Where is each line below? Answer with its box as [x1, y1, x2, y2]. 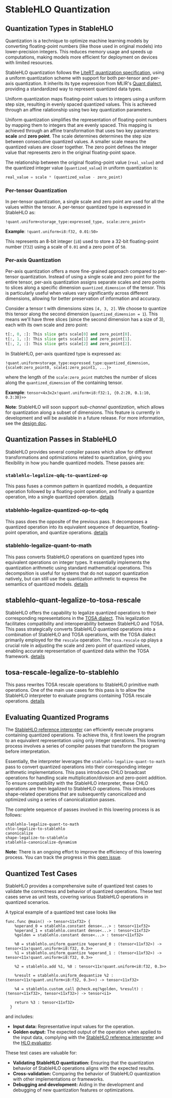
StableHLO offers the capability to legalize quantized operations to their [5, 610, 157, 616]
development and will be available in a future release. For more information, [5, 415, 165, 421]
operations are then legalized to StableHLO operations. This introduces [5, 786, 156, 792]
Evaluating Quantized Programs [5, 713, 109, 722]
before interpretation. [5, 748, 50, 754]
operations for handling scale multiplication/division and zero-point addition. [5, 774, 167, 781]
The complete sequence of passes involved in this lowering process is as [5, 806, 160, 812]
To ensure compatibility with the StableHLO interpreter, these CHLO [5, 780, 148, 786]
